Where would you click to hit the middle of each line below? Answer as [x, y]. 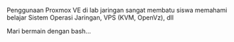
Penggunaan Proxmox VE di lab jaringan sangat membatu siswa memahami [117, 10]
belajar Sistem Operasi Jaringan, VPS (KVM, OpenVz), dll [90, 17]
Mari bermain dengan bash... [49, 31]
